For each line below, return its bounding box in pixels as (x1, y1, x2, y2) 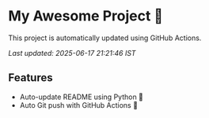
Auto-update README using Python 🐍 (19, 92, 144, 101)
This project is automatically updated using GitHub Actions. (8, 33, 202, 42)
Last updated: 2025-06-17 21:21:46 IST (8, 48, 136, 57)
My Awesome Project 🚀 (8, 7, 164, 25)
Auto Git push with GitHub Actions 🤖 (19, 100, 139, 109)
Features (8, 71, 53, 85)
